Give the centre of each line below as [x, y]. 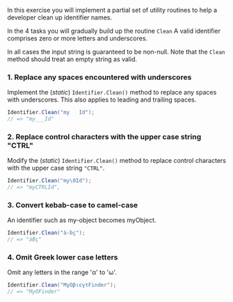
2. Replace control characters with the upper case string [104, 136]
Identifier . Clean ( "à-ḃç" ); [46, 233]
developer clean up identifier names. [60, 17]
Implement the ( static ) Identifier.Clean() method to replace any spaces [112, 93]
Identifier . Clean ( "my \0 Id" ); [49, 181]
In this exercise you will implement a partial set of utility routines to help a [112, 10]
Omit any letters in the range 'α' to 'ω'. [62, 272]
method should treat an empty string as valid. [72, 59]
